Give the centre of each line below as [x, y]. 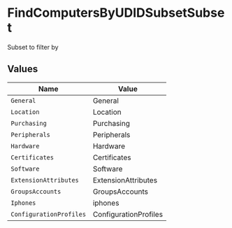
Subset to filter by [33, 47]
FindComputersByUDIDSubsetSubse [116, 13]
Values [23, 69]
